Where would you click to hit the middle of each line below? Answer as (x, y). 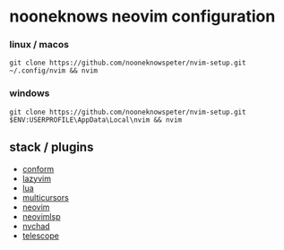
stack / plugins (52, 147)
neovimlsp (41, 216)
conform (38, 168)
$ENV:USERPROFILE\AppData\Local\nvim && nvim (95, 120)
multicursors (45, 197)
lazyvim (37, 178)
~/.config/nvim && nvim (54, 71)
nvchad (36, 226)
